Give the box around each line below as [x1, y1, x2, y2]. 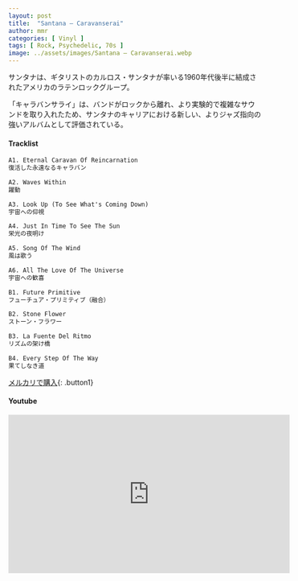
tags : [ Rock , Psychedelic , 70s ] [8, 42, 125, 50]
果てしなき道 [8, 361, 45, 370]
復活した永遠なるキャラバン [8, 164, 87, 172]
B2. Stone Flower [8, 311, 67, 319]
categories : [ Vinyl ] [8, 34, 84, 43]
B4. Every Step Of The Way [8, 354, 99, 362]
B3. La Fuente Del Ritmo [8, 332, 92, 340]
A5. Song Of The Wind [8, 245, 81, 253]
